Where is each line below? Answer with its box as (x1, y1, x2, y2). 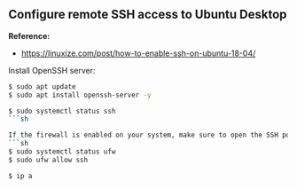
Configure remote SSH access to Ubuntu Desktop (8, 7, 287, 22)
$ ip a (8, 171, 33, 180)
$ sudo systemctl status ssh (8, 106, 116, 115)
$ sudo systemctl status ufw (8, 147, 116, 156)
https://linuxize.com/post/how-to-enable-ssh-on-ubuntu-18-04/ (20, 48, 256, 59)
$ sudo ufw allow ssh (8, 155, 89, 164)
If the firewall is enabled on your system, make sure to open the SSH (8, 130, 278, 140)
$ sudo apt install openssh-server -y (8, 91, 152, 99)
